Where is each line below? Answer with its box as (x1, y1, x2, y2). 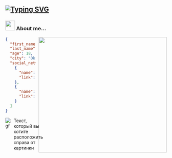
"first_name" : (10, 42, 40, 47)
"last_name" (10, 46, 36, 51)
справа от (13, 139, 36, 145)
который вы (13, 123, 39, 129)
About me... (16, 25, 47, 32)
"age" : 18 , (10, 51, 33, 56)
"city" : (10, 56, 27, 61)
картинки (13, 145, 34, 151)
